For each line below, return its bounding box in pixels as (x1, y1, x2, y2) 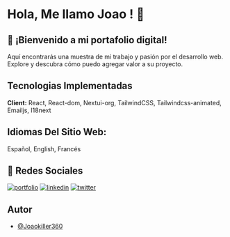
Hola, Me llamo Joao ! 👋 (7, 6, 145, 22)
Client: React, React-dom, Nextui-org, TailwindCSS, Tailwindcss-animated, (7, 98, 222, 107)
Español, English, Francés (7, 144, 81, 153)
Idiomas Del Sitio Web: (7, 126, 107, 138)
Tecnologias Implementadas (7, 80, 133, 92)
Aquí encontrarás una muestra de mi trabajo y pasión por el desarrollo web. (7, 52, 224, 61)
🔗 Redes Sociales (7, 165, 83, 177)
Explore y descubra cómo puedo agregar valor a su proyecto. (7, 60, 183, 68)
